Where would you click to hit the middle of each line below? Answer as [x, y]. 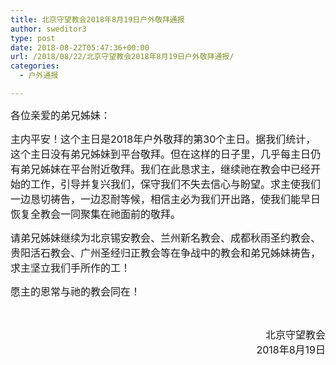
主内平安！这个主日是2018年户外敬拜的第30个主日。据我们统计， [163, 139]
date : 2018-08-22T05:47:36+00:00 [80, 47]
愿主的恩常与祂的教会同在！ [76, 291]
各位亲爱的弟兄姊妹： [61, 115]
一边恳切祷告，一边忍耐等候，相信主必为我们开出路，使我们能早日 [166, 199]
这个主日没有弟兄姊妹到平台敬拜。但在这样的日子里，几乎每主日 [161, 154]
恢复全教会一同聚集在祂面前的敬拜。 [96, 214]
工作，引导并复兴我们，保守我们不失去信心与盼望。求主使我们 [176, 184]
